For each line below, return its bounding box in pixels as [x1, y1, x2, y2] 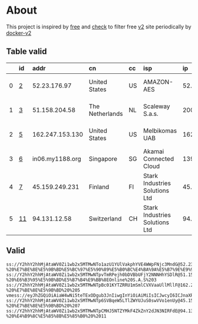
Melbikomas [143, 127, 177, 135]
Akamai [143, 147, 164, 155]
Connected [143, 154, 174, 163]
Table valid [6, 47, 47, 57]
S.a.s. [143, 109, 159, 118]
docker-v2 [6, 29, 32, 36]
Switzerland [88, 214, 122, 222]
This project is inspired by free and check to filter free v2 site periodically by [6, 23, 192, 30]
